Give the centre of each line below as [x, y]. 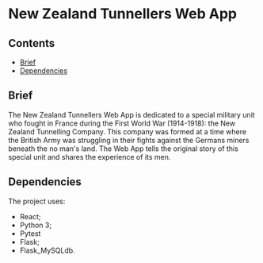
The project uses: [37, 201]
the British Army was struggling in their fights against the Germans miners [129, 140]
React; [30, 216]
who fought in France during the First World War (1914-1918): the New [122, 123]
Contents [32, 43]
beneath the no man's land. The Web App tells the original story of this [124, 149]
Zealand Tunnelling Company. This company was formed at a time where [128, 131]
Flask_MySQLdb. [47, 250]
